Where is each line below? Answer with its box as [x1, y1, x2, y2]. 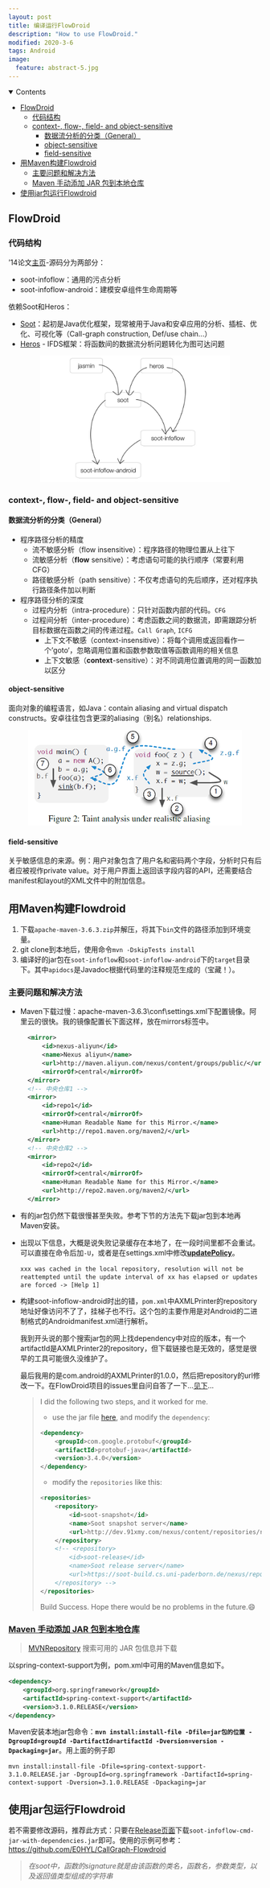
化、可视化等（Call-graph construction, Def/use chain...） [19, 328, 212, 338]
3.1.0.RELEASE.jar [8, 1771, 70, 1779]
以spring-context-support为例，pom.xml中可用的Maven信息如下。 [8, 1660, 229, 1670]
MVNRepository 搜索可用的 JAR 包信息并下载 [27, 1643, 178, 1653]
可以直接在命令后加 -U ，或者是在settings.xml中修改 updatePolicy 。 [19, 1247, 239, 1257]
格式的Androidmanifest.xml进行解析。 [27, 1316, 153, 1325]
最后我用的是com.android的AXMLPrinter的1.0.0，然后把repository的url [19, 1371, 253, 1380]
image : [8, 56, 31, 64]
